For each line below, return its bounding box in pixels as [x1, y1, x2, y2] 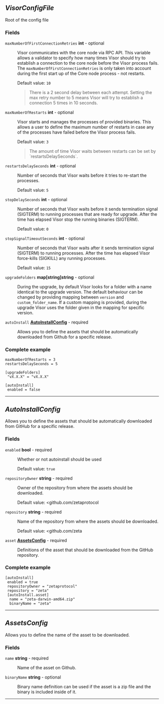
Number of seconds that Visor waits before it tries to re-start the [17, 172, 147, 178]
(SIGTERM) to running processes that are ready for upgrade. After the [17, 211, 158, 217]
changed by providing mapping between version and [17, 294, 124, 300]
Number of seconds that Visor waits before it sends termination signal [17, 206, 158, 212]
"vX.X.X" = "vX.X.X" [7, 375, 49, 379]
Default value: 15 [17, 265, 51, 271]
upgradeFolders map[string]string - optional [5, 274, 94, 281]
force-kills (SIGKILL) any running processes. [17, 256, 106, 261]
